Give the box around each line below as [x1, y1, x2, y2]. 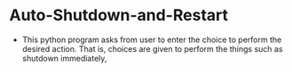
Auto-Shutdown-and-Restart [9, 5, 229, 25]
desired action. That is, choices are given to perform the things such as [21, 43, 283, 54]
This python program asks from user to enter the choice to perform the [21, 34, 282, 45]
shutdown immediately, [21, 53, 107, 63]
